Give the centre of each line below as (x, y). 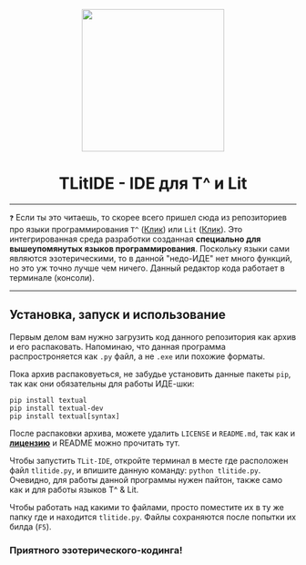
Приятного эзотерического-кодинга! (96, 550)
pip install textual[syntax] (65, 416)
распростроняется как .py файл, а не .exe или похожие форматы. (138, 356)
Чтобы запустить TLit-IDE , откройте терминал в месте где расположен (149, 460)
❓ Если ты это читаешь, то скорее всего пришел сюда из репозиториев (148, 217)
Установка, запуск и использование (117, 315)
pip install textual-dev (56, 408)
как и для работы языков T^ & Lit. (74, 489)
